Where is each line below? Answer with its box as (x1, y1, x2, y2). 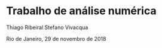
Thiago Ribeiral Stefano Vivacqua (6, 24, 88, 31)
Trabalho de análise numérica (6, 4, 157, 18)
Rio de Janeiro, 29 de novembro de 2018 (6, 35, 106, 42)
